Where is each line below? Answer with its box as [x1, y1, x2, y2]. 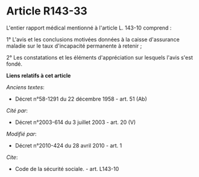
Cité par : [6, 107, 28, 114]
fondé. [6, 60, 23, 67]
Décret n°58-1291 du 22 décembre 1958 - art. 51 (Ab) [14, 95, 147, 102]
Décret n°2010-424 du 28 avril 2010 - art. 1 [14, 141, 122, 149]
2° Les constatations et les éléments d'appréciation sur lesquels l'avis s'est [6, 54, 193, 61]
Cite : [6, 154, 18, 161]
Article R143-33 [6, 4, 87, 18]
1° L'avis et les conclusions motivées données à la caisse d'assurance [6, 36, 180, 43]
